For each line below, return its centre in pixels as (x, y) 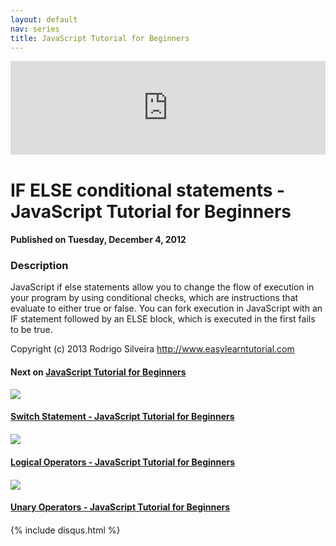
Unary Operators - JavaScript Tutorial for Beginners (120, 507)
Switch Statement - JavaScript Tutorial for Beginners (122, 417)
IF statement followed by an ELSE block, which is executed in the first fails (163, 319)
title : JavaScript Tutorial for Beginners (100, 38)
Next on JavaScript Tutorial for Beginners (98, 372)
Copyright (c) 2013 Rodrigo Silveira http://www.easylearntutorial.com (152, 349)
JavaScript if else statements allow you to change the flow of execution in (162, 287)
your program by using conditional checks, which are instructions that (154, 298)
